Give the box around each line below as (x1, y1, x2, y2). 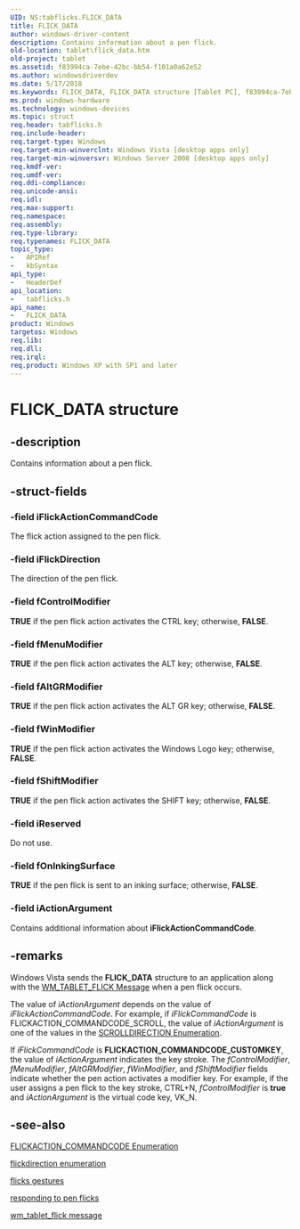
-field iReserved (10, 817, 82, 829)
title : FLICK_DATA (10, 21, 78, 30)
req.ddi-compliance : (10, 179, 87, 188)
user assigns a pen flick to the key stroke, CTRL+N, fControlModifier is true (10, 1082, 287, 1093)
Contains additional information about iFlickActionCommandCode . (10, 923, 257, 933)
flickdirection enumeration (10, 1159, 106, 1169)
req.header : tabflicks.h (10, 121, 102, 130)
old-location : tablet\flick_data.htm (10, 46, 150, 55)
